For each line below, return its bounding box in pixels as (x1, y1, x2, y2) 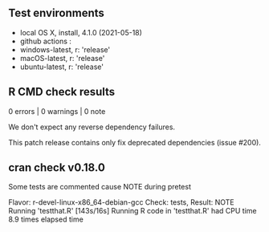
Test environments (8, 6, 104, 20)
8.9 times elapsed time (8, 214, 84, 224)
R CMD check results (8, 85, 116, 99)
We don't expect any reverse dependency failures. (8, 122, 175, 132)
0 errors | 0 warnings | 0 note (8, 106, 106, 116)
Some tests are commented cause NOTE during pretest (8, 182, 191, 192)
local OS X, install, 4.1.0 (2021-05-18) (19, 27, 143, 37)
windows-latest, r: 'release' (19, 44, 111, 55)
